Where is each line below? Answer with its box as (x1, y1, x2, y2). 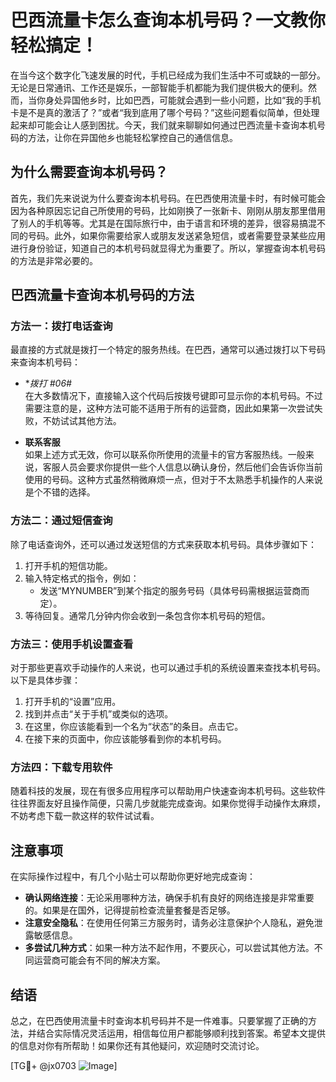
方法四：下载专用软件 (10, 760, 113, 774)
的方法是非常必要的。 (10, 254, 98, 266)
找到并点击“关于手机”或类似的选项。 (24, 708, 174, 720)
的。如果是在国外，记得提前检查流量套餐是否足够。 (24, 904, 236, 916)
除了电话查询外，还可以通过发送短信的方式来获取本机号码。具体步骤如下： (10, 538, 317, 550)
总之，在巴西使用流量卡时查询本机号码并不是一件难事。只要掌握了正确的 (10, 1014, 308, 1026)
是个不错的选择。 (24, 486, 96, 498)
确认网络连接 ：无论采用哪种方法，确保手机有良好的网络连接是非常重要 (24, 892, 315, 904)
